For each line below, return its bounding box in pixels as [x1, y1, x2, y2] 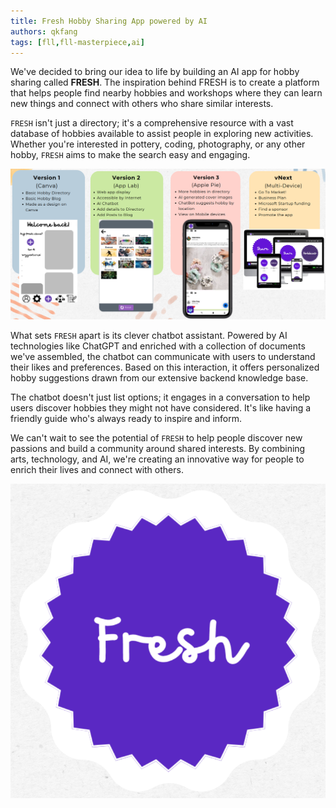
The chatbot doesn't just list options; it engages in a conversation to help [10, 391, 311, 404]
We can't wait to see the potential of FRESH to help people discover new [10, 432, 303, 444]
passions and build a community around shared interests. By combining [10, 443, 306, 455]
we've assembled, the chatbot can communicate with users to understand [10, 351, 316, 363]
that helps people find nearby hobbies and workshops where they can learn [10, 87, 323, 99]
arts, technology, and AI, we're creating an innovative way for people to [10, 453, 305, 465]
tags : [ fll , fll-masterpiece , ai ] [10, 37, 145, 47]
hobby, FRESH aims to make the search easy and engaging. [10, 149, 251, 161]
